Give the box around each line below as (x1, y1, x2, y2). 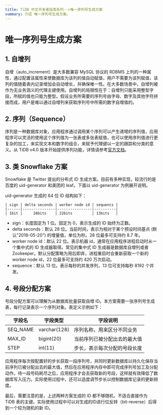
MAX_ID (7, 335, 26, 342)
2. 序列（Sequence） (5, 115, 69, 123)
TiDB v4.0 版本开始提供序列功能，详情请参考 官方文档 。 (18, 147, 130, 153)
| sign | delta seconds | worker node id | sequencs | (5, 202, 118, 207)
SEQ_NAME (7, 326, 34, 333)
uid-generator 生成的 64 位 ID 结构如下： (5, 193, 87, 198)
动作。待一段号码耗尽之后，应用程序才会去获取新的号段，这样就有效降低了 (5, 370, 154, 376)
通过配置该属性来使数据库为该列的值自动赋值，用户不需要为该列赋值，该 (13, 75, 158, 81)
